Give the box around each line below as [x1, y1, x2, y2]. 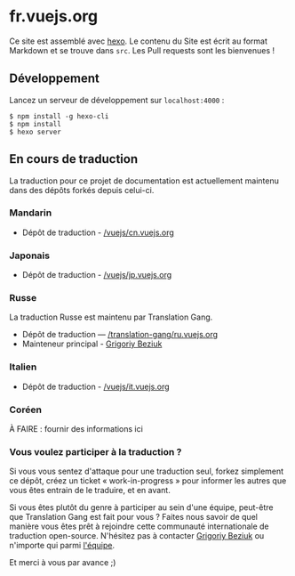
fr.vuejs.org [9, 6, 99, 27]
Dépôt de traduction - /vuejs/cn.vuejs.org [21, 227, 175, 238]
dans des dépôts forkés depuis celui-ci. [9, 184, 155, 195]
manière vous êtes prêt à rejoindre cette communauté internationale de [9, 521, 269, 531]
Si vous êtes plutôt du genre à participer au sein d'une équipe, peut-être [9, 502, 274, 513]
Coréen [9, 403, 43, 416]
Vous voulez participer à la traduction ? [9, 445, 182, 458]
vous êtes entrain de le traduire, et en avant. [9, 485, 171, 496]
